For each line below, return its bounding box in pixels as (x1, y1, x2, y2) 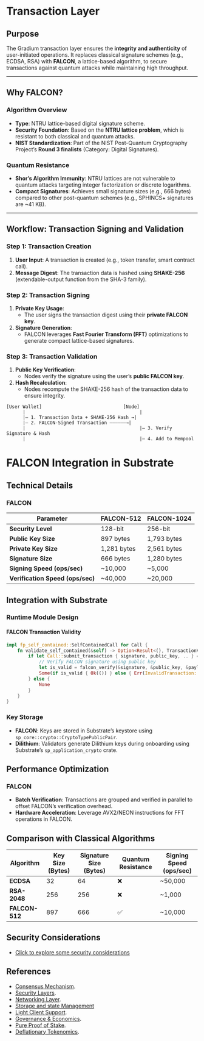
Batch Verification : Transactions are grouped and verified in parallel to (15, 796, 193, 803)
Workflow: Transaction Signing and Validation (6, 224, 184, 234)
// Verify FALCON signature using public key (38, 659, 156, 665)
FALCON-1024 (147, 514, 192, 523)
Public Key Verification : (15, 366, 76, 373)
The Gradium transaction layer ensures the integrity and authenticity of (6, 45, 187, 52)
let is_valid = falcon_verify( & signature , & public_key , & (38, 665, 189, 671)
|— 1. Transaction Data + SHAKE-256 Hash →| (22, 415, 137, 421)
